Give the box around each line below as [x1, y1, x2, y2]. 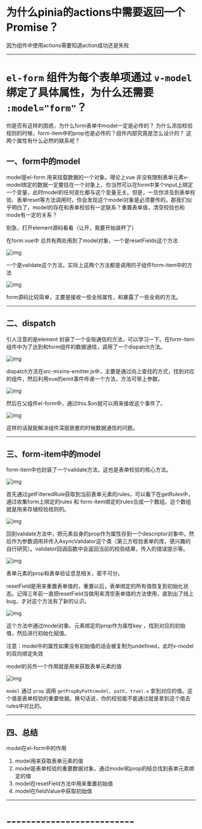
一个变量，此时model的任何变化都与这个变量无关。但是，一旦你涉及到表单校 [6, 188, 195, 196]
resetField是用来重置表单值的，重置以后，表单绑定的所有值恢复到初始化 [6, 582, 184, 590]
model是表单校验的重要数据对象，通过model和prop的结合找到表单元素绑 [14, 765, 194, 772]
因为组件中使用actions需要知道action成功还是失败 [6, 42, 129, 49]
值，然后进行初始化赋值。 [6, 629, 70, 637]
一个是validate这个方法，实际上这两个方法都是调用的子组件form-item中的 [6, 261, 188, 268]
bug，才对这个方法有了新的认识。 [6, 597, 90, 605]
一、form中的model [6, 156, 81, 166]
